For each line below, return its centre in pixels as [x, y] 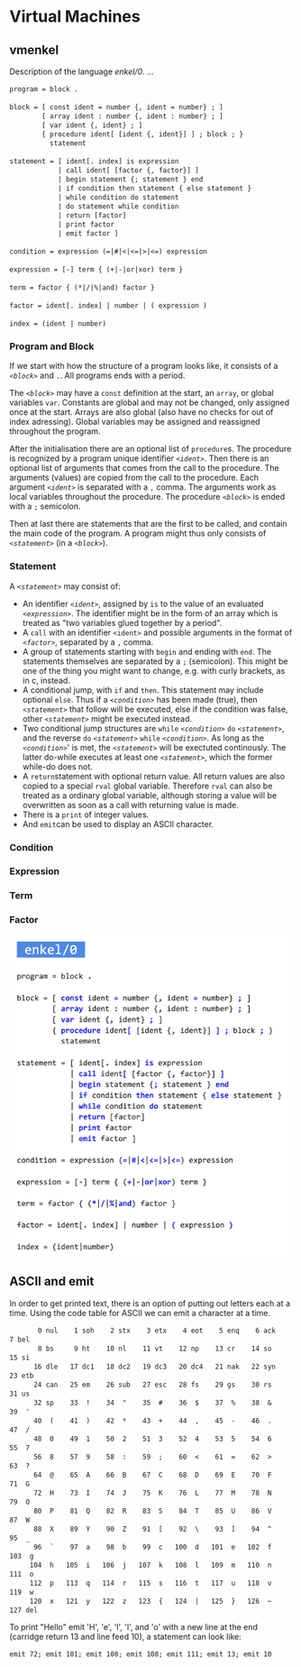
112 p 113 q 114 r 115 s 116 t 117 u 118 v [150, 1583]
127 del [24, 1610]
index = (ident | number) [58, 324]
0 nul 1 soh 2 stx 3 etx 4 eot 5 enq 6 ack [157, 1331]
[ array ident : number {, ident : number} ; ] [132, 116]
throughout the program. [55, 431]
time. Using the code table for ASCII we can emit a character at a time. [140, 1312]
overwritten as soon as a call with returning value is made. [130, 805]
